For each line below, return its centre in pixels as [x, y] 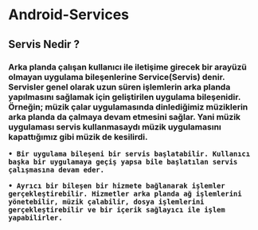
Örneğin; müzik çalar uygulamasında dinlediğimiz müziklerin [128, 107]
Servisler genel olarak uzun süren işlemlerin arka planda [119, 87]
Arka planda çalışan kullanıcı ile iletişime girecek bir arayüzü [127, 67]
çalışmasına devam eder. [57, 170]
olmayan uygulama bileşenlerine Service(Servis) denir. [117, 77]
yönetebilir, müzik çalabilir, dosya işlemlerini [106, 202]
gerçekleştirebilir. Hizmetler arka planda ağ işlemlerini [125, 194]
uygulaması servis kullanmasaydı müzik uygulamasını [115, 127]
